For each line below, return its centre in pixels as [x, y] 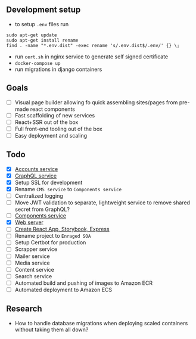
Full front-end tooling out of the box [58, 129]
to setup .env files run [42, 24]
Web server [29, 222]
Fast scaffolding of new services [55, 115]
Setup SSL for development [49, 182]
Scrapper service [36, 249]
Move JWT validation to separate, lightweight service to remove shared [102, 203]
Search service [33, 276]
